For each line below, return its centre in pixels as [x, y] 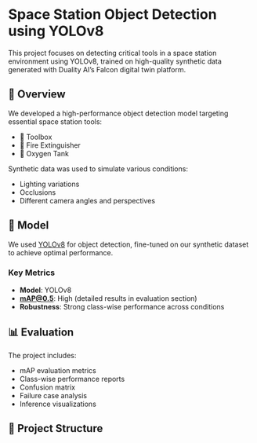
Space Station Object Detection [112, 15]
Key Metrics [32, 273]
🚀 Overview [37, 95]
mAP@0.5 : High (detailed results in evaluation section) [108, 298]
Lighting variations [49, 184]
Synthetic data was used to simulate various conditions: [98, 168]
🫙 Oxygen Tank [44, 153]
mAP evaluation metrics [58, 370]
